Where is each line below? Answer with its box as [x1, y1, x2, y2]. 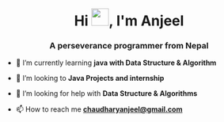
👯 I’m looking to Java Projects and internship [15, 74, 165, 83]
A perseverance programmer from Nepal [49, 40, 209, 51]
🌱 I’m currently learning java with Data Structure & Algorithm [15, 58, 217, 67]
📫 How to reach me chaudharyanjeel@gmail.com [15, 105, 183, 114]
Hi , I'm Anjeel [74, 12, 184, 30]
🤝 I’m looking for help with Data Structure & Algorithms [15, 89, 198, 98]
